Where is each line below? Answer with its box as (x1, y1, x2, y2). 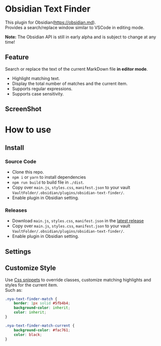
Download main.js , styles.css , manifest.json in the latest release (12, 218, 144, 224)
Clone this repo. (12, 169, 44, 175)
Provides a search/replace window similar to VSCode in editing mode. (5, 24, 145, 30)
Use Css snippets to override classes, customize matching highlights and (5, 277, 151, 283)
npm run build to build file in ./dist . (12, 179, 84, 185)
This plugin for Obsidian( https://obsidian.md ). (5, 19, 96, 25)
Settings (5, 247, 32, 255)
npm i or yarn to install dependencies (12, 174, 86, 180)
